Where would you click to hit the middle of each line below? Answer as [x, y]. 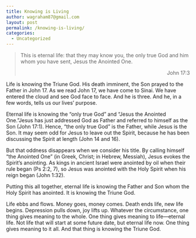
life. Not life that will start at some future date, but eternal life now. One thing [98, 223]
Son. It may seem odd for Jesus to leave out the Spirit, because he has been [98, 133]
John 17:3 [178, 73]
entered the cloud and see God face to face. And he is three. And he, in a [94, 96]
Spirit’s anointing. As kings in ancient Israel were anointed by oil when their [96, 163]
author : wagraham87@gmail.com [43, 17]
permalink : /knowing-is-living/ [45, 28]
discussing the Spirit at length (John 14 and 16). [63, 139]
